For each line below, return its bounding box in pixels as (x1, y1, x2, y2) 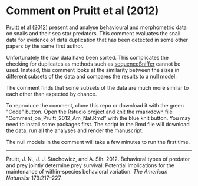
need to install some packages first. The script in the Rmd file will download (6, 120, 190, 128)
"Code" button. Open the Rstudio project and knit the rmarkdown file (6, 108, 173, 115)
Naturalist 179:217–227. (6, 174, 62, 181)
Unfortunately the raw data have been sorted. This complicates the (6, 54, 169, 61)
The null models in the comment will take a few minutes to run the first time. (6, 138, 190, 145)
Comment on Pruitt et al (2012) (6, 4, 159, 18)
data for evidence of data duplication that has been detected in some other (6, 36, 189, 43)
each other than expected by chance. (6, 90, 97, 97)
